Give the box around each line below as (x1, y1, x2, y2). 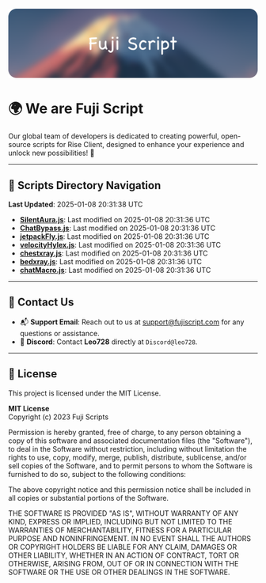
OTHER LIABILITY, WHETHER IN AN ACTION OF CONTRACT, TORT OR (8, 551, 239, 560)
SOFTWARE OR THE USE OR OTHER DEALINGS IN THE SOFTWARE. (8, 567, 230, 577)
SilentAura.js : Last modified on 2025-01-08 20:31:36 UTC (19, 215, 211, 225)
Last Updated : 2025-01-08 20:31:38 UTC (8, 199, 143, 210)
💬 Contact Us (8, 296, 74, 309)
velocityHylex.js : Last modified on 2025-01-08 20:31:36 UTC (19, 240, 222, 250)
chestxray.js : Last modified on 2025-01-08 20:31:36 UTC (19, 248, 208, 258)
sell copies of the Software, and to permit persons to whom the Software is (8, 460, 253, 471)
